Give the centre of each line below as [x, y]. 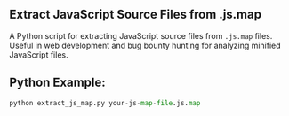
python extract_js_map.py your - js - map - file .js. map [105, 103]
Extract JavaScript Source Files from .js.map [136, 15]
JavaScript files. [39, 54]
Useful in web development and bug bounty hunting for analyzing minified [145, 45]
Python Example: [58, 83]
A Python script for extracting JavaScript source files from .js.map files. [141, 35]
